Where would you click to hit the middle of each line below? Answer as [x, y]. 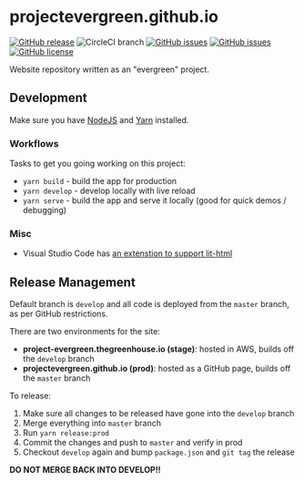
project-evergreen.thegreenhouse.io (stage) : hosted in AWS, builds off [158, 349]
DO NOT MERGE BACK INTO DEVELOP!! [85, 470]
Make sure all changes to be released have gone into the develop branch [158, 414]
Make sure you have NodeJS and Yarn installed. [99, 119]
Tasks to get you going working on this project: [97, 164]
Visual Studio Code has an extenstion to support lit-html [127, 253]
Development [49, 98]
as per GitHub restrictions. [59, 314]
